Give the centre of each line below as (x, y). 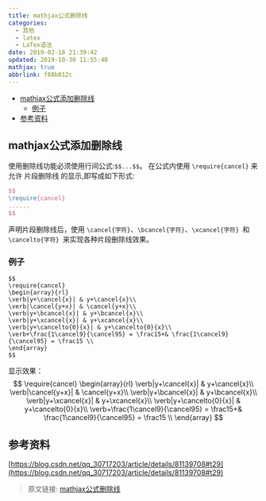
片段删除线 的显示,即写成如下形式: (79, 176)
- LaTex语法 (34, 45)
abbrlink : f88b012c (40, 75)
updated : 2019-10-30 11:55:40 (58, 60)
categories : (28, 23)
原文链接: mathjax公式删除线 (74, 489)
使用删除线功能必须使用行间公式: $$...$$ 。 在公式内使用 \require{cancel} (129, 166)
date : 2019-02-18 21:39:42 (53, 52)
